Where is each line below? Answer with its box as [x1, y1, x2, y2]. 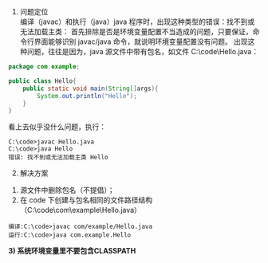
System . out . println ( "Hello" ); [37, 92, 137, 100]
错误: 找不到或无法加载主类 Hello [8, 154, 108, 162]
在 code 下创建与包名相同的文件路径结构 [19, 195, 153, 205]
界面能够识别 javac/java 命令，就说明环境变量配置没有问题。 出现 [33, 37, 249, 46]
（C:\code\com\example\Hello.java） [19, 206, 142, 215]
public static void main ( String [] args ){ [22, 84, 159, 92]
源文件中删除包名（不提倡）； [19, 186, 115, 195]
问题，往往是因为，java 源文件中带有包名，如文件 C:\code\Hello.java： [26, 47, 259, 56]
